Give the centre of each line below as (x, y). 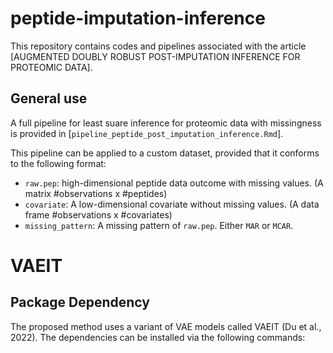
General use (49, 98)
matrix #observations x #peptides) (96, 193)
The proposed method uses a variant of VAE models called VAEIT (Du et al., (166, 326)
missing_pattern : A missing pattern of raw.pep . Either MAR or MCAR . (159, 225)
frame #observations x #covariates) (98, 214)
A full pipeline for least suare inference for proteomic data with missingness (166, 123)
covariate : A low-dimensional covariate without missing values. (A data (172, 204)
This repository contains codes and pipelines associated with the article (158, 46)
